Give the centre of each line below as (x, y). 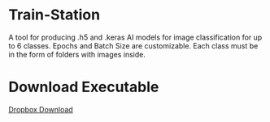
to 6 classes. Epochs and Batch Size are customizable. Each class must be (133, 45)
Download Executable (84, 87)
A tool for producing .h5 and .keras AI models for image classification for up (135, 37)
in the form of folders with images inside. (77, 54)
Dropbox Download (41, 109)
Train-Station (54, 15)
